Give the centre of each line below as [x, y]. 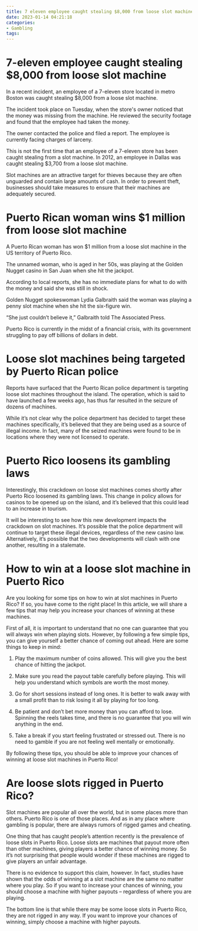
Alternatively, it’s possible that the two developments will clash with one [93, 538]
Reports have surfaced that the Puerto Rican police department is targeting [97, 388]
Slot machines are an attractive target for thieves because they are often [94, 175]
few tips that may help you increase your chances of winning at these [90, 610]
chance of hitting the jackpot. [50, 664]
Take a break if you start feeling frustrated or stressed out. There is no [100, 735]
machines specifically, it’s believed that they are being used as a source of [96, 424]
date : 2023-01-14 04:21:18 [39, 17]
